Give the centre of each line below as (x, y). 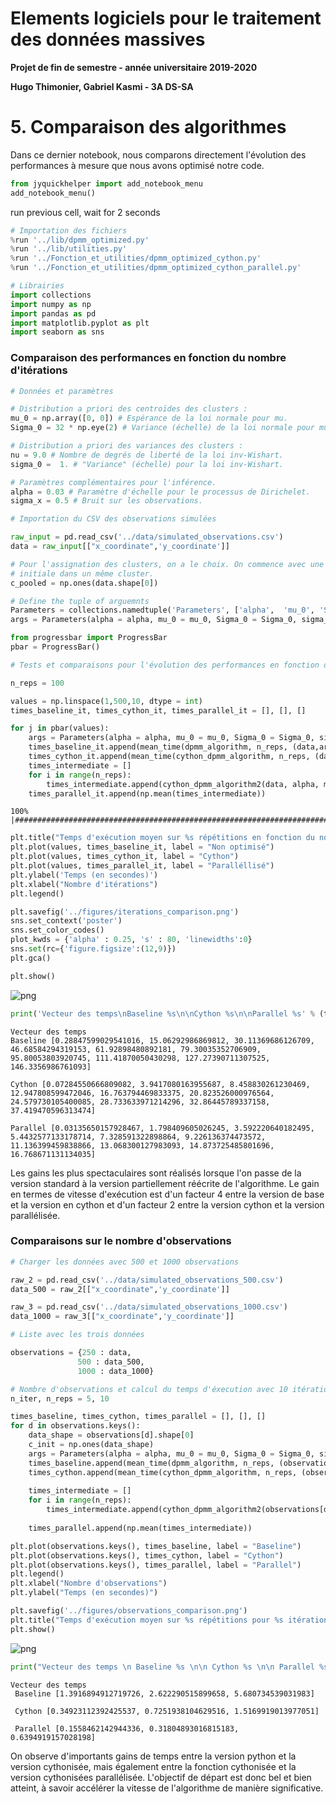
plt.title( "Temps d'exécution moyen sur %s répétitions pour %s (147, 1620)
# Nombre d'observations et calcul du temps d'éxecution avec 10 (149, 1389)
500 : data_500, (111, 1362)
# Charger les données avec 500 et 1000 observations (125, 1262)
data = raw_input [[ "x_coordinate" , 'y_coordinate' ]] (120, 547)
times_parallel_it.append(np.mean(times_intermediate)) (147, 793)
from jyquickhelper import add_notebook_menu (106, 183)
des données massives (108, 39)
